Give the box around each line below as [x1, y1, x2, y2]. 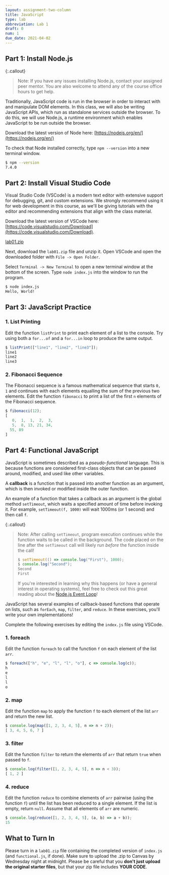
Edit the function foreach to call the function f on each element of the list [5, 645, 157, 652]
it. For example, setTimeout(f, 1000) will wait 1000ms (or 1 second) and [5, 506, 155, 512]
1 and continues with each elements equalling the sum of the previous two [5, 388, 160, 394]
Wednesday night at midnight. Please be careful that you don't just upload [5, 858, 160, 864]
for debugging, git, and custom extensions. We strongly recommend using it [5, 198, 163, 204]
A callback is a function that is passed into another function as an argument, [5, 480, 164, 486]
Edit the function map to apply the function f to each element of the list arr [5, 708, 159, 714]
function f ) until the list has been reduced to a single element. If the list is [5, 800, 157, 806]
